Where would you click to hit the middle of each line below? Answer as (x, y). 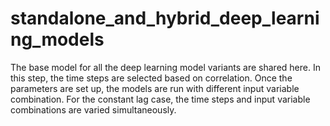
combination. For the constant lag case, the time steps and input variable (160, 99)
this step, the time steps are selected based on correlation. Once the (151, 78)
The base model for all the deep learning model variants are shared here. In (165, 67)
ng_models (57, 39)
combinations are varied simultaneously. (93, 109)
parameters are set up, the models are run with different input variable (155, 88)
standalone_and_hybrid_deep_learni (165, 18)
